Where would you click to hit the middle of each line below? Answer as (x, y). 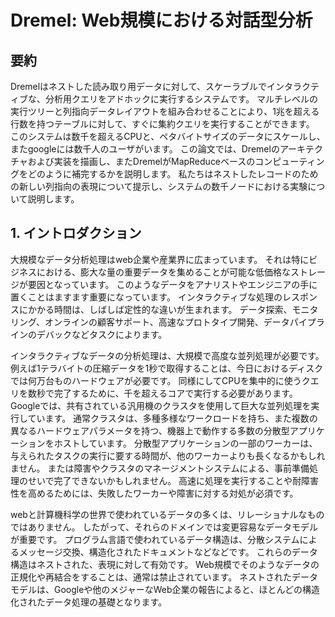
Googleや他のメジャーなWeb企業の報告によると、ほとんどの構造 (187, 589)
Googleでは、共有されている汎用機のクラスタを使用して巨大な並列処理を (161, 405)
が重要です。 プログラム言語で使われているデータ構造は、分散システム (155, 539)
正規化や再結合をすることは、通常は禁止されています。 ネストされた (151, 577)
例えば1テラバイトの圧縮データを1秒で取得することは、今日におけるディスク (167, 368)
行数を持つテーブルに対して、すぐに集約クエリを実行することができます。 (162, 124)
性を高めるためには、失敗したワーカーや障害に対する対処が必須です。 (154, 493)
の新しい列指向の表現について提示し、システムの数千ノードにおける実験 (159, 186)
